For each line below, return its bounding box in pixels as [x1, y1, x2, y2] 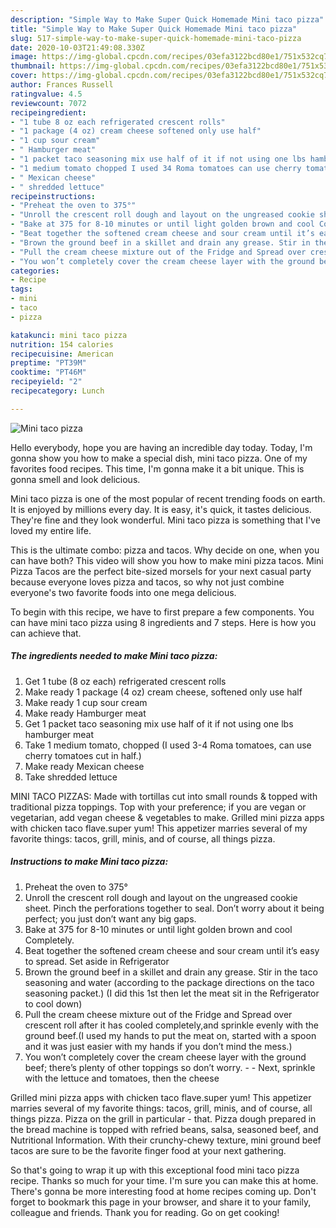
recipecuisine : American [10, 349, 114, 359]
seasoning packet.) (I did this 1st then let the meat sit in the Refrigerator [24, 987, 320, 999]
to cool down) [24, 997, 83, 1010]
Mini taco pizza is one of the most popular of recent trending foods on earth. [10, 492, 326, 505]
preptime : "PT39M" [10, 358, 87, 368]
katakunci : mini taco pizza [10, 330, 128, 340]
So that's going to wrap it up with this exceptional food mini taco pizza [10, 1164, 300, 1176]
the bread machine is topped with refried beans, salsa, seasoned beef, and [10, 1123, 319, 1135]
